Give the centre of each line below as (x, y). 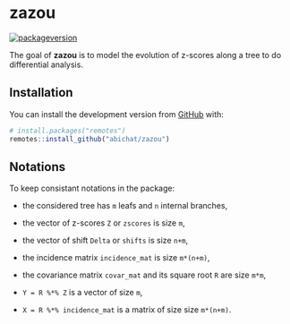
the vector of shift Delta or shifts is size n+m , (105, 241)
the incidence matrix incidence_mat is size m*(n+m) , (116, 258)
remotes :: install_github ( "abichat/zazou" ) (90, 139)
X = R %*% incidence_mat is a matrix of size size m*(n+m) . (127, 310)
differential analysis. (46, 64)
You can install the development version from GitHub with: (116, 114)
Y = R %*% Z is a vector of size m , (82, 293)
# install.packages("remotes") (68, 131)
